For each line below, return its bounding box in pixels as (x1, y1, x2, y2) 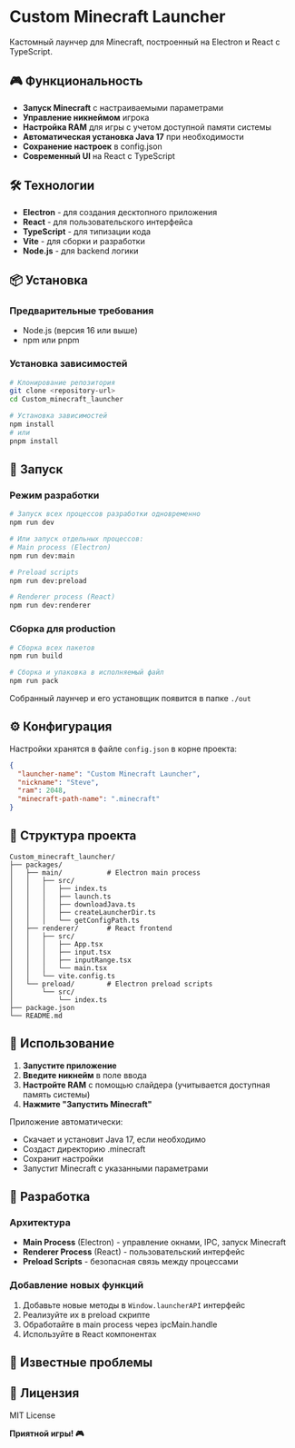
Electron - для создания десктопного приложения (22, 206, 218, 217)
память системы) (22, 1088, 91, 1100)
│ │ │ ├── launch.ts (9, 892, 112, 901)
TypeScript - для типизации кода (22, 225, 152, 237)
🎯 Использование (9, 1036, 115, 1051)
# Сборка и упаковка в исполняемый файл (9, 668, 165, 678)
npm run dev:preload (9, 576, 88, 585)
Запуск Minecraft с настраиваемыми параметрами (22, 102, 224, 113)
